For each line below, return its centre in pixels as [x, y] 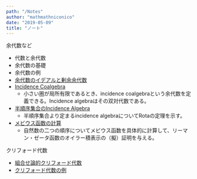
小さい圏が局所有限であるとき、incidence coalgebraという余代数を [105, 94]
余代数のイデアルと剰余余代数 [51, 80]
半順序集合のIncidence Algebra [52, 108]
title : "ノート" [25, 28]
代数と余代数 [30, 58]
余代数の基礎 [30, 65]
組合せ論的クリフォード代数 [48, 163]
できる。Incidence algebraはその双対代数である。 [89, 101]
